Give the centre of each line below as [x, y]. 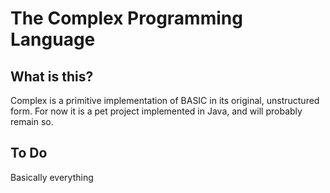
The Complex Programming [126, 18]
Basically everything [52, 177]
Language [53, 39]
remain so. [32, 121]
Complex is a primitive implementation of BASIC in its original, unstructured [165, 100]
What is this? [52, 76]
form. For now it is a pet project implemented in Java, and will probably [156, 111]
